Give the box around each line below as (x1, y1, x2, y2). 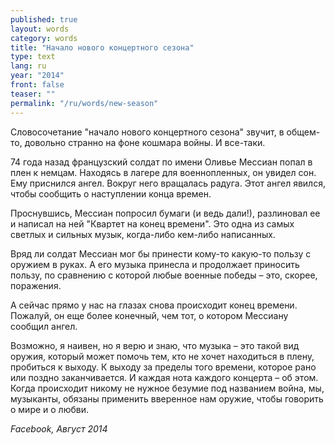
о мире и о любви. (10, 403, 89, 415)
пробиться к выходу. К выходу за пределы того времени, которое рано (10, 361, 317, 373)
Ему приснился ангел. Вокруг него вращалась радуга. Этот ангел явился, (10, 177, 326, 189)
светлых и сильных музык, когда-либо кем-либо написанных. (10, 228, 276, 240)
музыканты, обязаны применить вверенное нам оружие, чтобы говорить (10, 392, 324, 405)
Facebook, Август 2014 (10, 422, 108, 435)
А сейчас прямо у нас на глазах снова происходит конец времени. (10, 299, 298, 311)
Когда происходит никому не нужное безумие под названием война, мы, (10, 382, 325, 394)
